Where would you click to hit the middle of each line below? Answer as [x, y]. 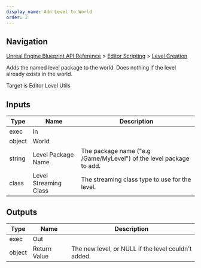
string [17, 158]
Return [42, 248]
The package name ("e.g [116, 151]
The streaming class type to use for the [136, 179]
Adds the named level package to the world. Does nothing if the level [91, 68]
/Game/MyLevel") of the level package [135, 158]
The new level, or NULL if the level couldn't [131, 248]
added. [81, 256]
